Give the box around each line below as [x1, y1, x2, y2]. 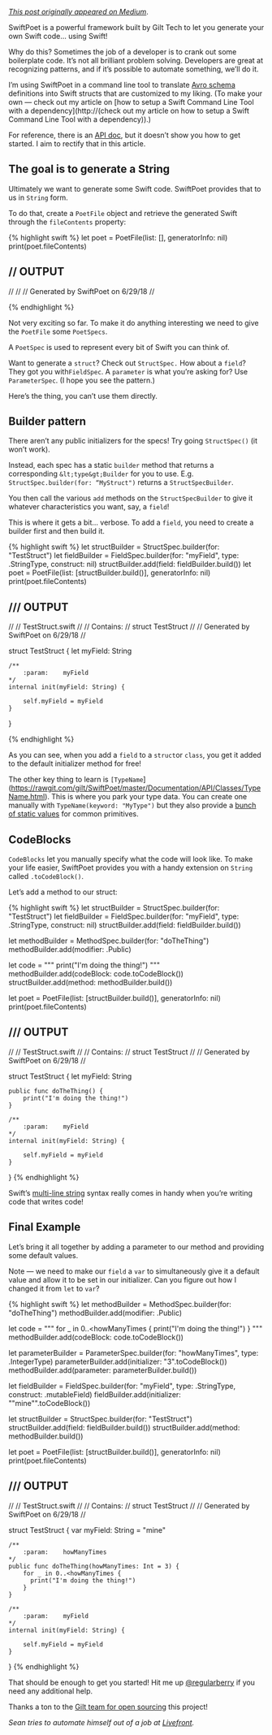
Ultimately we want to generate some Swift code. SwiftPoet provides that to [8, 184, 261, 193]
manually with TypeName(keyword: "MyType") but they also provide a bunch [8, 800, 257, 811]
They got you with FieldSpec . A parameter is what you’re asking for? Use [8, 366, 248, 376]
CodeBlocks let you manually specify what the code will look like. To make [8, 855, 253, 864]
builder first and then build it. [8, 526, 106, 536]
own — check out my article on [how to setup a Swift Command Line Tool [8, 97, 254, 106]
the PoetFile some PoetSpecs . [8, 327, 108, 336]
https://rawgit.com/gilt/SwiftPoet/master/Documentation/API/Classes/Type [11, 783, 261, 793]
